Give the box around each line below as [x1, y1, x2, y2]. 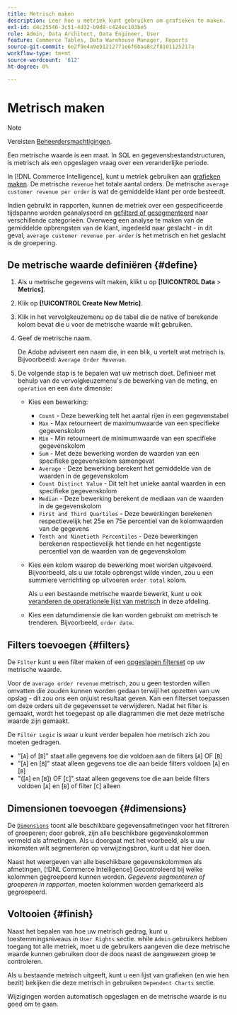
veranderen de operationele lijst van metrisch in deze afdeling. [28, 597, 211, 606]
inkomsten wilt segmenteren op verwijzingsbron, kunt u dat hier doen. [7, 844, 211, 852]
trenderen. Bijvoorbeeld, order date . [28, 618, 134, 627]
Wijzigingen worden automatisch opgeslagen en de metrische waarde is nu [7, 992, 227, 1000]
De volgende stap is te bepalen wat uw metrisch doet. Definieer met [17, 369, 216, 378]
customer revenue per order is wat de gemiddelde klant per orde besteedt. [7, 187, 226, 196]
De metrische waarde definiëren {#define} [7, 259, 198, 271]
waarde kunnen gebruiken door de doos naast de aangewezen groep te [7, 949, 216, 958]
